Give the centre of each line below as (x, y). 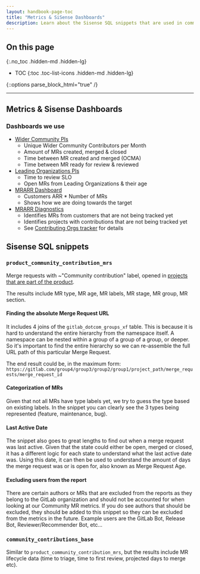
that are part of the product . (40, 282)
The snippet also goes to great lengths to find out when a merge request (95, 441)
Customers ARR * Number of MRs (65, 196)
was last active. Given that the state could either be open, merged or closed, (100, 447)
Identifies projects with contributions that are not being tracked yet (105, 221)
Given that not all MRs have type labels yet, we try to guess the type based (98, 401)
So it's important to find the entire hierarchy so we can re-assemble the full (98, 346)
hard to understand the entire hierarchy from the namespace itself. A (90, 333)
